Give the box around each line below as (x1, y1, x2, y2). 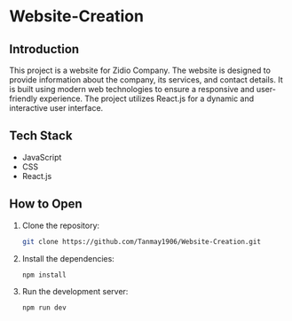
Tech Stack (9, 129, 73, 144)
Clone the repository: (21, 220, 100, 231)
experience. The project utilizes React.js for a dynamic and (39, 93, 255, 104)
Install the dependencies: (21, 253, 115, 263)
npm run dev (21, 303, 67, 312)
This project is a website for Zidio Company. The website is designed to (9, 65, 271, 75)
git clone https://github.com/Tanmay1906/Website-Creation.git (21, 237, 262, 246)
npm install (21, 270, 67, 279)
